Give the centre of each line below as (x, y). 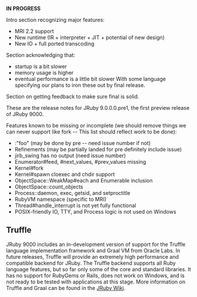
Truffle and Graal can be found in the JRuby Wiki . (66, 288)
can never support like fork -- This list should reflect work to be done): (91, 132)
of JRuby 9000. (25, 114)
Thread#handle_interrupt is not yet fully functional (75, 205)
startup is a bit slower (41, 66)
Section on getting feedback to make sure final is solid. (73, 97)
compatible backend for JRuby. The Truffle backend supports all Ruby (91, 263)
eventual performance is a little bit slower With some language (90, 79)
